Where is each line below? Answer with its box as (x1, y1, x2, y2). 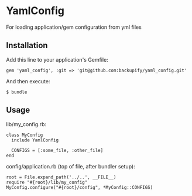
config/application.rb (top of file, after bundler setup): (6, 163, 136, 170)
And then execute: (6, 77, 50, 85)
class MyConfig (6, 132, 43, 138)
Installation (6, 40, 48, 50)
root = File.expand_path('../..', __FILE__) (6, 174, 116, 180)
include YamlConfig (11, 137, 59, 143)
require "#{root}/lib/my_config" (6, 179, 88, 185)
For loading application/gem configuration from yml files (6, 23, 142, 31)
